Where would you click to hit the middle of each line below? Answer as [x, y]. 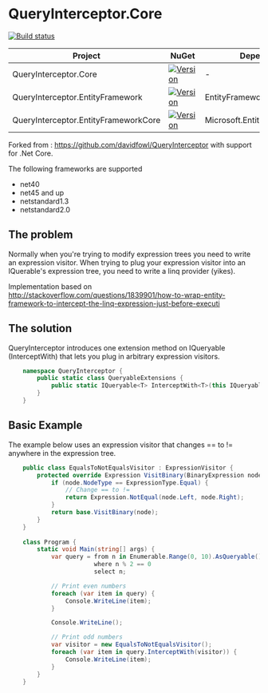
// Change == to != [97, 490]
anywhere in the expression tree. [62, 453]
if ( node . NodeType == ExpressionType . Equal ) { [130, 483]
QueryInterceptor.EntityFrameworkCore [87, 120]
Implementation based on [50, 286]
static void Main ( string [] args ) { [96, 549]
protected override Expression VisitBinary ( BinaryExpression [141, 475]
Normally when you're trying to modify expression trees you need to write [130, 254]
